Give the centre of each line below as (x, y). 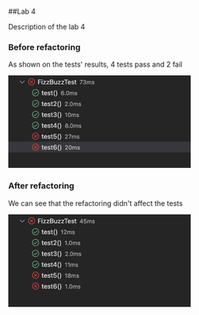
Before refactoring (44, 47)
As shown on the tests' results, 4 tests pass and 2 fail (96, 65)
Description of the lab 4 (47, 27)
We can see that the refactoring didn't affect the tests (96, 203)
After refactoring (41, 186)
